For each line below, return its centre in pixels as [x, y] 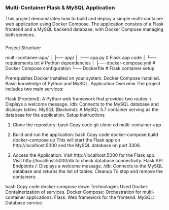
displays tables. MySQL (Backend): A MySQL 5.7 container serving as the [82, 109]
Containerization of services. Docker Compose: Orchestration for [73, 192]
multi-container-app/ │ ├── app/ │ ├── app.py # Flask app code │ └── [81, 57]
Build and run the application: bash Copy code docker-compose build [85, 134]
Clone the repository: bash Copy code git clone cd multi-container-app [87, 125]
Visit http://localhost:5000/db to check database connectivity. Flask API [88, 160]
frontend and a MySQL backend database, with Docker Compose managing [84, 29]
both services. [20, 35]
